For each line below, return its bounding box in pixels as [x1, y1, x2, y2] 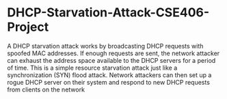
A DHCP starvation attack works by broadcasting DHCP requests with [7, 42, 204, 50]
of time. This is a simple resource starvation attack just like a [7, 63, 178, 72]
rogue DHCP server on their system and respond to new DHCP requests [7, 78, 211, 86]
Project [7, 19, 49, 35]
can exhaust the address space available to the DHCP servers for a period [7, 56, 216, 64]
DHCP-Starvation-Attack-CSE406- [7, 5, 210, 20]
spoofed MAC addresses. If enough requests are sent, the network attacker [7, 49, 220, 57]
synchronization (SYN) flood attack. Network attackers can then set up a [7, 70, 212, 79]
